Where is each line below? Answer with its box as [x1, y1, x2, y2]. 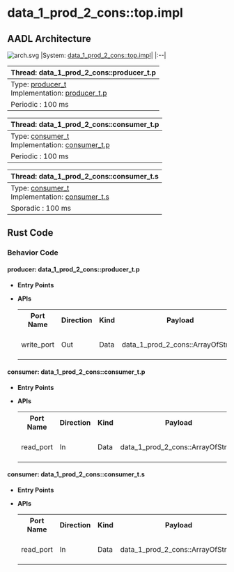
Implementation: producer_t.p [10, 89, 107, 98]
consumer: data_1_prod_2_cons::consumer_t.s [7, 470, 145, 479]
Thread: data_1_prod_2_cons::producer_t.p [10, 68, 157, 77]
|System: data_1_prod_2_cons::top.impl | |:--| [40, 51, 166, 59]
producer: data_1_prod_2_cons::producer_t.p [7, 265, 141, 273]
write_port [20, 340, 55, 349]
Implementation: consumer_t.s [10, 192, 109, 202]
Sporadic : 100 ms [10, 204, 72, 213]
